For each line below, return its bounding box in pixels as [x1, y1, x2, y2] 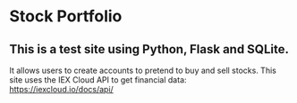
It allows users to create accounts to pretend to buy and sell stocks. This [9, 65, 277, 75]
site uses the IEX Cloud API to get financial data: [9, 75, 187, 85]
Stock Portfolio [9, 6, 123, 27]
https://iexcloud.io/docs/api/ [9, 84, 114, 94]
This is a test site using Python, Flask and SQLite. [9, 42, 289, 57]
